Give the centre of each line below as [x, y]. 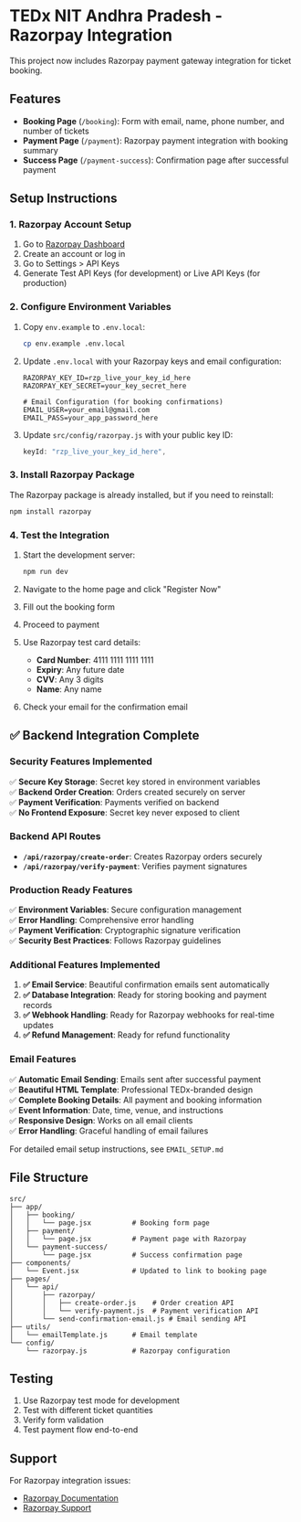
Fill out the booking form [69, 607]
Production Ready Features [71, 889]
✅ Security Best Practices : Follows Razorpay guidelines [115, 941]
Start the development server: [79, 555]
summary [41, 150]
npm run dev [45, 571]
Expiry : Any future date [80, 669]
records [37, 1006]
